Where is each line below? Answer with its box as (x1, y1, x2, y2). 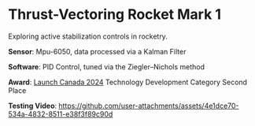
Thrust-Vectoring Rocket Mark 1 (8, 6, 222, 24)
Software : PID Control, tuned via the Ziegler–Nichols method (8, 61, 205, 72)
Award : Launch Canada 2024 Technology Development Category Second (8, 77, 248, 87)
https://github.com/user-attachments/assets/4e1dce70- (58, 101, 239, 110)
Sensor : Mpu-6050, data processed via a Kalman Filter (8, 46, 187, 56)
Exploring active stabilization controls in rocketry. (8, 31, 168, 41)
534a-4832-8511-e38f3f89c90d (8, 109, 113, 119)
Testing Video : (8, 101, 57, 110)
